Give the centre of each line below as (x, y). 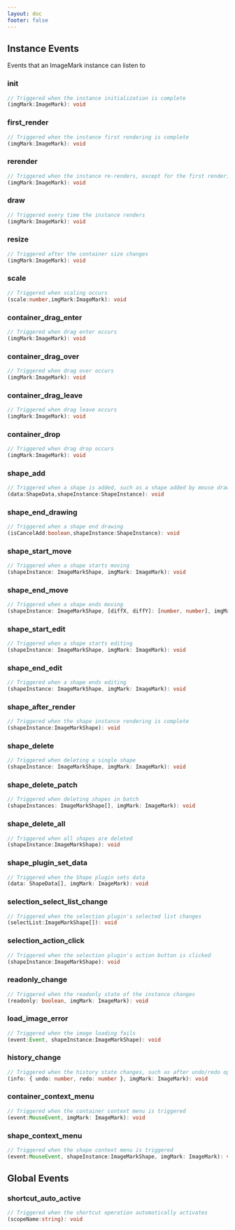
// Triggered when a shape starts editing (70, 644)
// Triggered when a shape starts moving (69, 566)
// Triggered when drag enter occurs (62, 332)
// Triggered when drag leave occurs (62, 410)
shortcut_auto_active (44, 1198)
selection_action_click (46, 941)
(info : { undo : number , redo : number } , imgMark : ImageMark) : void (108, 1079)
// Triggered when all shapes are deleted (70, 838)
